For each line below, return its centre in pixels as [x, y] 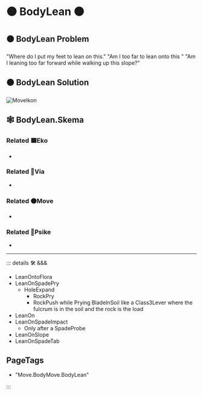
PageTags [25, 360]
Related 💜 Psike [29, 232]
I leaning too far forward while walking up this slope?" [73, 63]
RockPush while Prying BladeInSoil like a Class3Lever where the [113, 302]
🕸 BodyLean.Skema [45, 120]
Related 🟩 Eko [27, 141]
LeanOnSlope [32, 335]
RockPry [43, 296]
